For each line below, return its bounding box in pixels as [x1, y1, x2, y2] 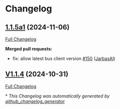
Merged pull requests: [5, 46, 53, 51]
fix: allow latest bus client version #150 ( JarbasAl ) [12, 55, 115, 61]
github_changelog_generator [5, 98, 65, 104]
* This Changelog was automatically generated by [5, 93, 110, 99]
